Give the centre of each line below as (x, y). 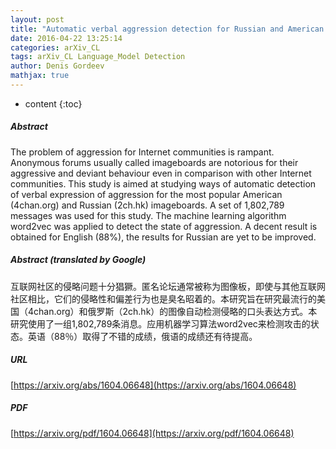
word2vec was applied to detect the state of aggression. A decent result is (164, 226)
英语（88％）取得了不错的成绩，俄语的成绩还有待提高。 (142, 336)
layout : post (37, 19)
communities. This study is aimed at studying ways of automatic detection (163, 183)
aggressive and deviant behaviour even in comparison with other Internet (161, 173)
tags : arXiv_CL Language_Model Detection (98, 57)
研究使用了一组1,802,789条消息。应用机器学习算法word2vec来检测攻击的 (160, 323)
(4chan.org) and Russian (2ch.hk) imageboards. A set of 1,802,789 (147, 205)
